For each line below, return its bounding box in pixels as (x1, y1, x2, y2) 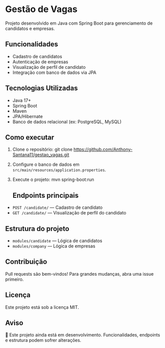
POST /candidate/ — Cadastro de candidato (12, 204, 103, 210)
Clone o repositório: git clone (12, 147, 73, 153)
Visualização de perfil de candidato (12, 64, 86, 70)
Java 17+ (12, 97, 31, 103)
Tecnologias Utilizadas (5, 84, 78, 92)
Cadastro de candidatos (12, 53, 63, 59)
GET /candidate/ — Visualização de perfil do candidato (12, 210, 126, 216)
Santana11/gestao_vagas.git (12, 152, 69, 158)
